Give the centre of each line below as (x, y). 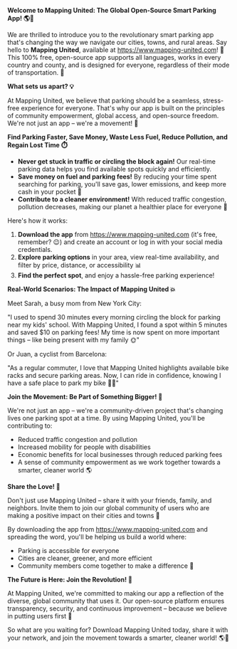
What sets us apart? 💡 (41, 86)
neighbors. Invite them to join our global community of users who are (109, 508)
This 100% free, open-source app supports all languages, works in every (114, 57)
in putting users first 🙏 (40, 616)
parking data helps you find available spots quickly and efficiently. (115, 169)
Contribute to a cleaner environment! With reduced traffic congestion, (122, 199)
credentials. (35, 249)
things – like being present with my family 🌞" (74, 340)
